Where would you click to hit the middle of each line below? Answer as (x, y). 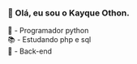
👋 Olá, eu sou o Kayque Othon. (69, 13)
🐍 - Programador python (48, 31)
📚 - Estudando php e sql (49, 40)
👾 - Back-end (30, 51)
